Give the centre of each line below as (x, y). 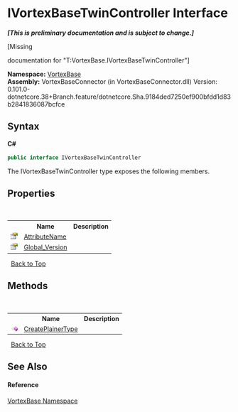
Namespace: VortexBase (44, 74)
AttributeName (45, 237)
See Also (27, 367)
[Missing (20, 46)
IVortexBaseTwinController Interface (118, 13)
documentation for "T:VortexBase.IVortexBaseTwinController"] (98, 60)
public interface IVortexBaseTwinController (74, 158)
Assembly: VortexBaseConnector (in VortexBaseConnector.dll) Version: (113, 81)
